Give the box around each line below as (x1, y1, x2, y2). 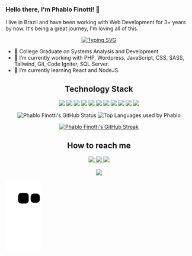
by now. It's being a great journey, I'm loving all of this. (5, 25, 139, 32)
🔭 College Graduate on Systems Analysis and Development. (14, 48, 161, 55)
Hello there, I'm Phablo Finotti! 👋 (5, 5, 100, 14)
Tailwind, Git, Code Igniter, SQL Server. (14, 60, 110, 67)
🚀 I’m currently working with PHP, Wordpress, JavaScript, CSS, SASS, (14, 54, 185, 61)
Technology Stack (65, 84, 133, 94)
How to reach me (67, 140, 131, 150)
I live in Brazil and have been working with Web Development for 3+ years (5, 19, 186, 26)
